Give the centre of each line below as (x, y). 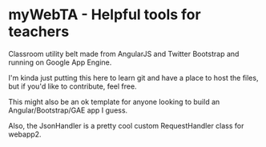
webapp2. (25, 134)
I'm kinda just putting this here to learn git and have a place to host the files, (133, 77)
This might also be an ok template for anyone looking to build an (114, 101)
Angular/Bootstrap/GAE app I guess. (68, 110)
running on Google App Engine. (60, 62)
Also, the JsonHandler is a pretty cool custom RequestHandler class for (126, 125)
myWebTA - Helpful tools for (105, 15)
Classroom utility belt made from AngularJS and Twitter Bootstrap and (124, 54)
